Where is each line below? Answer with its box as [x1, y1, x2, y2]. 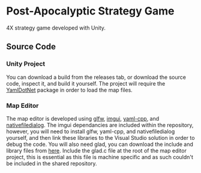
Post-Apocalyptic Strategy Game [6, 4, 175, 18]
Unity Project [6, 60, 46, 68]
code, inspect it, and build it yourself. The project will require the [6, 80, 166, 87]
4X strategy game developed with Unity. [6, 24, 106, 31]
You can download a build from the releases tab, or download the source [6, 74, 186, 81]
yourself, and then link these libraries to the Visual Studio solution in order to [6, 134, 195, 141]
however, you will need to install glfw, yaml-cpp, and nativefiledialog [6, 128, 175, 135]
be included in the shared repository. [6, 160, 97, 167]
